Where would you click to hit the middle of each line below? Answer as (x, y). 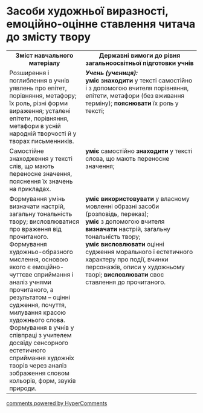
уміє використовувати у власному (137, 198)
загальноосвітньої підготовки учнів (140, 63)
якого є (20, 267)
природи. (23, 388)
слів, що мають (32, 166)
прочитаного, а (31, 289)
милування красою (38, 312)
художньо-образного (41, 252)
